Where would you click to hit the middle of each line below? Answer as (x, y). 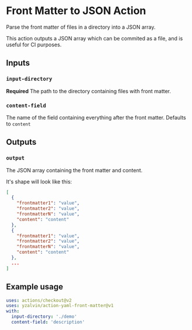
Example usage (35, 287)
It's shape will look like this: (39, 181)
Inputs (18, 63)
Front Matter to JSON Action (76, 11)
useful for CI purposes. (34, 45)
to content (18, 124)
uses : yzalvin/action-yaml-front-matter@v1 (60, 306)
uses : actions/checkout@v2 (39, 300)
